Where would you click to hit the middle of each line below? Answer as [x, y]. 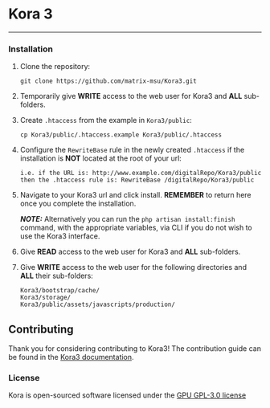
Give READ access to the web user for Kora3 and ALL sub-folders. [130, 252]
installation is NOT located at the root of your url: [101, 158]
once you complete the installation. [78, 204]
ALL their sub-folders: [57, 276]
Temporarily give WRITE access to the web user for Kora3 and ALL [131, 96]
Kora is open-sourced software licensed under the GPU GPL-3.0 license [127, 395]
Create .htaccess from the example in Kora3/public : [106, 120]
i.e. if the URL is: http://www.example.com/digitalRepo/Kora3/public [141, 173]
